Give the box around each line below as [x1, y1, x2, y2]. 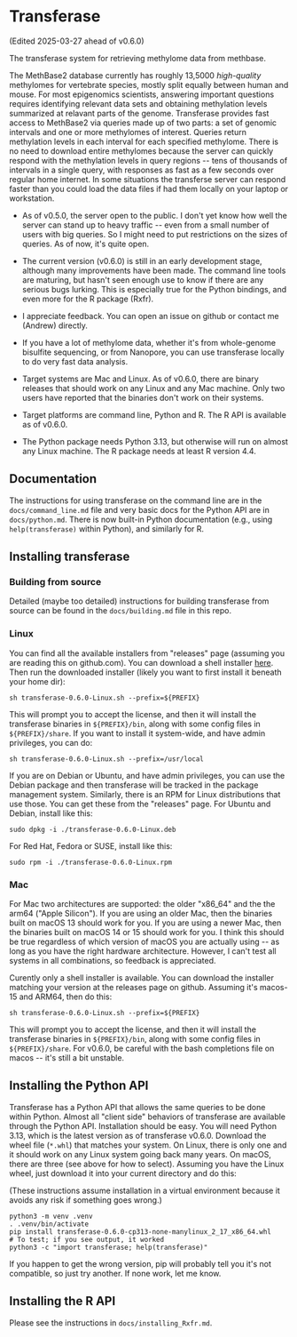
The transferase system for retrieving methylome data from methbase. [9, 52, 266, 63]
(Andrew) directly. [21, 320, 89, 331]
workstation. [9, 193, 55, 204]
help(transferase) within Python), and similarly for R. [9, 523, 205, 534]
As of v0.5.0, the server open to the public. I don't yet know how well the [21, 210, 288, 220]
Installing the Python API [9, 1078, 149, 1093]
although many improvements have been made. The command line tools [21, 265, 286, 276]
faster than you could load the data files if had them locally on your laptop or [9, 183, 289, 194]
